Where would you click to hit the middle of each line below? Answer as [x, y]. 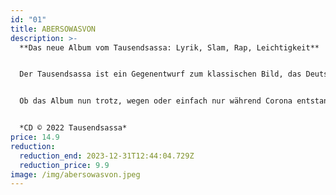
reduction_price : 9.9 [64, 165]
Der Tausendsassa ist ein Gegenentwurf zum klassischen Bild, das [160, 74]
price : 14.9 [35, 137]
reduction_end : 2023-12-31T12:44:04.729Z [107, 156]
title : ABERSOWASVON [53, 29]
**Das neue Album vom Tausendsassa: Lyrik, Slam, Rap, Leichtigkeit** [169, 47]
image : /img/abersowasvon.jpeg [75, 174]
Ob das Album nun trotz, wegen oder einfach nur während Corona [156, 101]
